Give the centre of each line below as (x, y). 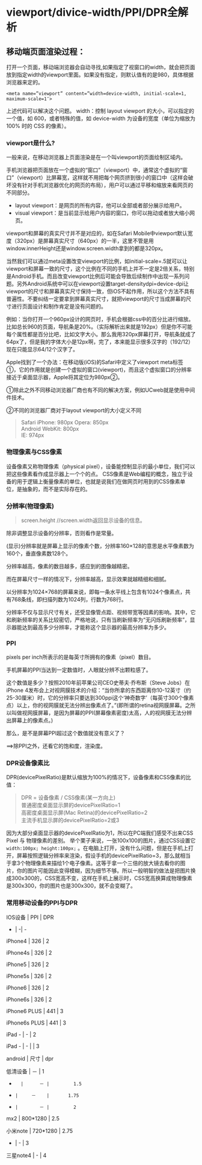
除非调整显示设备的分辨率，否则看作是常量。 (62, 533)
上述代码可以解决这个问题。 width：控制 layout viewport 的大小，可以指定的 (100, 111)
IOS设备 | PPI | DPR (30, 917)
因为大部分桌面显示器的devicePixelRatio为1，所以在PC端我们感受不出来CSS (100, 833)
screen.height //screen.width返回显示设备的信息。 (83, 520)
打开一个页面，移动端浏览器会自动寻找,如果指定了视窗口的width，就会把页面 (101, 67)
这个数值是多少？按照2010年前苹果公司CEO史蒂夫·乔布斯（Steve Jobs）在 (98, 683)
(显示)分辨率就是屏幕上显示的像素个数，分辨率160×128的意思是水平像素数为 (100, 545)
